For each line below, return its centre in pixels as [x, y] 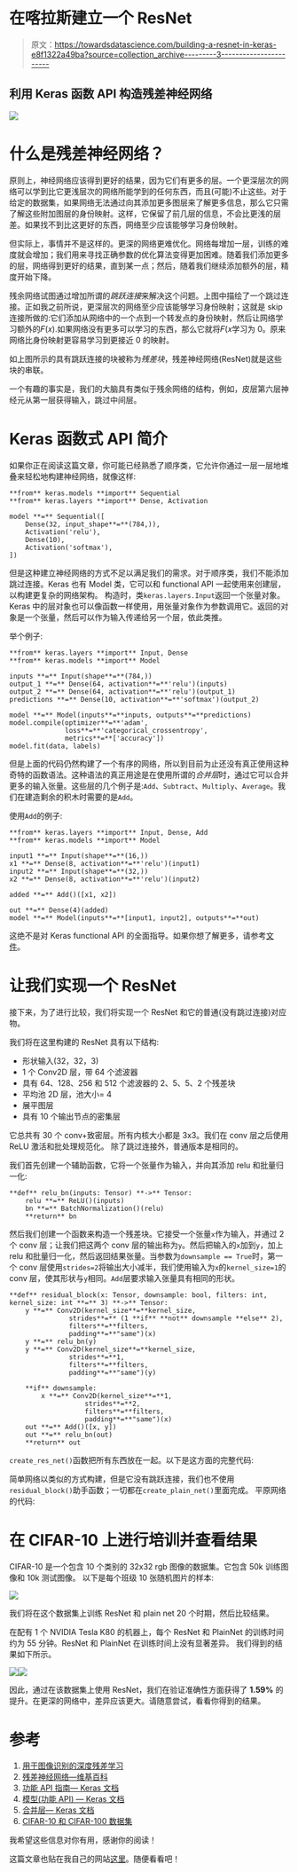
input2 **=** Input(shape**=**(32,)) [79, 871]
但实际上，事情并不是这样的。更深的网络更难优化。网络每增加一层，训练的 [145, 243]
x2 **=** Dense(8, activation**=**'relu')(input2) [105, 879]
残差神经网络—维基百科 [65, 1777]
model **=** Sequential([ [57, 516]
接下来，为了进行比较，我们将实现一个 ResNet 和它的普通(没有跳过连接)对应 [148, 1011]
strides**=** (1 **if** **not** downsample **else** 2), [176, 1318]
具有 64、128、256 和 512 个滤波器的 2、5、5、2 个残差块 [129, 1082]
